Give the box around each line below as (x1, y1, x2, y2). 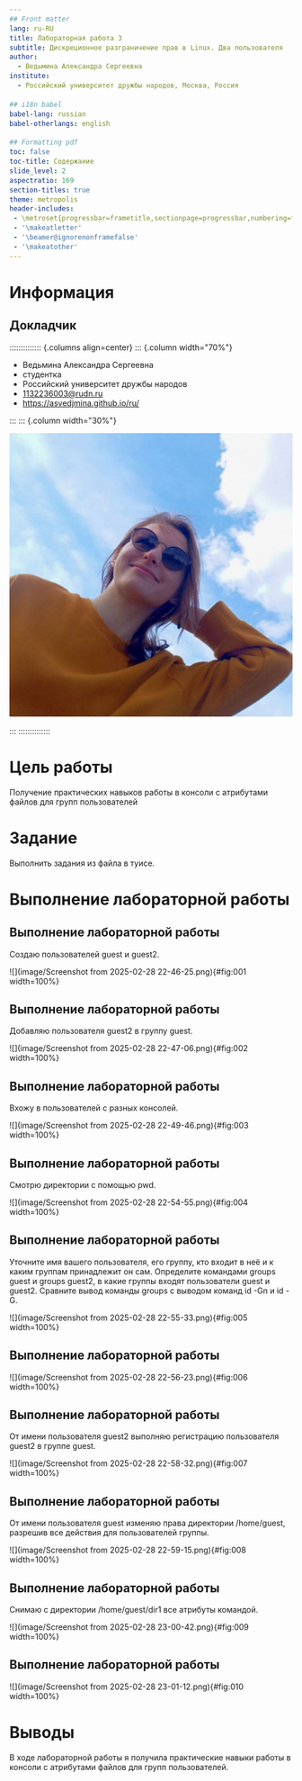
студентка (22, 369, 62, 380)
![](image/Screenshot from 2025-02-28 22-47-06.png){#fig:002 (9, 1043, 249, 1054)
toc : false (9, 148, 50, 157)
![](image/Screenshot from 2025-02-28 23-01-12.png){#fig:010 (9, 1681, 244, 1692)
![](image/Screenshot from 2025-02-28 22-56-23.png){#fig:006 (9, 1372, 249, 1382)
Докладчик (9, 318, 77, 333)
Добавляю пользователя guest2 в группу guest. (9, 1026, 193, 1037)
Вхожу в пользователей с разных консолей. (9, 1102, 179, 1113)
